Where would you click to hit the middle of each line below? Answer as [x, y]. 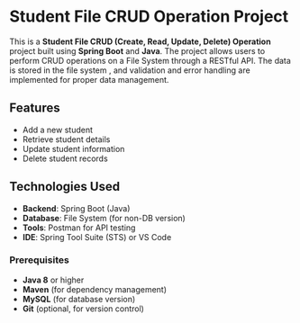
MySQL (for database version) [79, 299]
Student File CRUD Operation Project [149, 17]
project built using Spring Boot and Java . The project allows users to [137, 50]
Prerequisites [39, 260]
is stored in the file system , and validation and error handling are [130, 70]
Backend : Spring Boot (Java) [76, 208]
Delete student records [65, 158]
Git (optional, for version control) [83, 309]
